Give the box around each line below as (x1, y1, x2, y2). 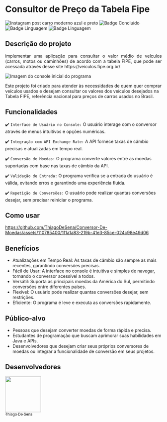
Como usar (5, 211, 40, 219)
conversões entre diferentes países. (12, 284, 86, 290)
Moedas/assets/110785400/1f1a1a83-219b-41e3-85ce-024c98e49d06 (5, 230, 149, 236)
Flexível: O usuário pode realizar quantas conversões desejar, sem (12, 289, 149, 295)
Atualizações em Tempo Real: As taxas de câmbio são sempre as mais (12, 257, 157, 263)
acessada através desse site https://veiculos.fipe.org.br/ (5, 63, 121, 69)
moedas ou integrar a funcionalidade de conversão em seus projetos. (12, 348, 155, 354)
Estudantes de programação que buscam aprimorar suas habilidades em (12, 332, 162, 338)
